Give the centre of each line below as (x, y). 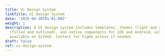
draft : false (18, 41)
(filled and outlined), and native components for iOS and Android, (81, 32)
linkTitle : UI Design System (35, 14)
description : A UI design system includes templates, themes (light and (81, 28)
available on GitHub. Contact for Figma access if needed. (71, 37)
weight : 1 (15, 23)
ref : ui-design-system (28, 46)
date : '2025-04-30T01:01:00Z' (36, 19)
